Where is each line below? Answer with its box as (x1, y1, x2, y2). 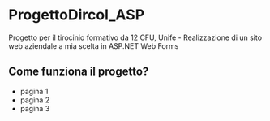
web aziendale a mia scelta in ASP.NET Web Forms (8, 41, 179, 50)
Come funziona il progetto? (8, 65, 149, 79)
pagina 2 (19, 95, 50, 105)
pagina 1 (19, 86, 49, 96)
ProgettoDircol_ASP (8, 6, 145, 24)
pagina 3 (19, 103, 50, 113)
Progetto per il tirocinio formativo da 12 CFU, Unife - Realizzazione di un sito (8, 32, 262, 42)
